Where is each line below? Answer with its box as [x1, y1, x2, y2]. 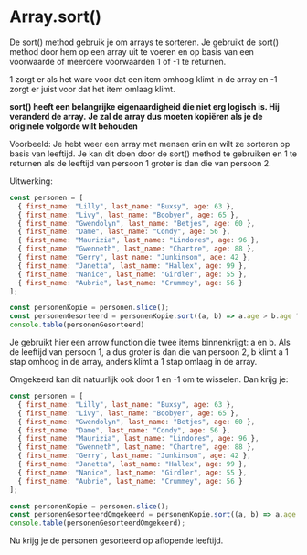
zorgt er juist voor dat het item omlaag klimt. [9, 83, 175, 94]
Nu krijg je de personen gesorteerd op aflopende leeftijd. [9, 535, 224, 546]
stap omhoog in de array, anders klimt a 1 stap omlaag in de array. [9, 357, 258, 368]
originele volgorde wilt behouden [9, 121, 139, 132]
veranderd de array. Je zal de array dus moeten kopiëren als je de [9, 111, 263, 122]
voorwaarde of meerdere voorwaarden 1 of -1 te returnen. [9, 56, 227, 67]
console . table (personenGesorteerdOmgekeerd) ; [9, 518, 185, 528]
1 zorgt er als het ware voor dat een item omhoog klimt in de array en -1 [9, 73, 278, 84]
